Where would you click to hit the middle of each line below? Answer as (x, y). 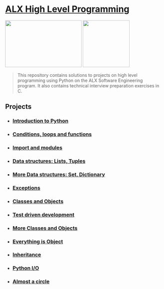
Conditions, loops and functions (52, 134)
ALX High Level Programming (67, 9)
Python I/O (26, 268)
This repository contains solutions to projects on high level (78, 75)
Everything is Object (38, 242)
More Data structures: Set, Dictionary (59, 174)
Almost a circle (31, 282)
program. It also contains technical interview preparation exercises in (88, 85)
